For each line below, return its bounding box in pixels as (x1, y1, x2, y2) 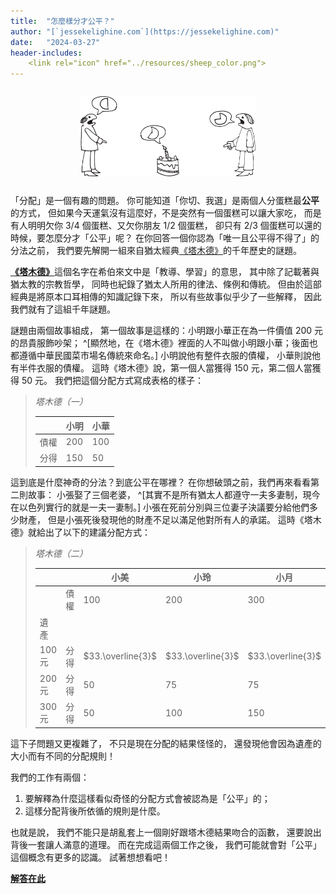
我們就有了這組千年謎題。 (10, 303, 116, 315)
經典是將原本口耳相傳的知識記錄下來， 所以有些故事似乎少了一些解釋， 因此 (10, 291, 322, 303)
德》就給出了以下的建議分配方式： (10, 526, 151, 538)
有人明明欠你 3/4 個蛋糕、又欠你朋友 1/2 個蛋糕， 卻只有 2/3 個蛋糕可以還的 (10, 220, 322, 232)
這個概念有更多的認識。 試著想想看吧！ (10, 851, 171, 863)
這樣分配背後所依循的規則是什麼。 (24, 805, 166, 817)
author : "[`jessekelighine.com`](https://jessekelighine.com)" (10, 26, 280, 37)
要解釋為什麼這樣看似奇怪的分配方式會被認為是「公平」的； (24, 792, 271, 804)
